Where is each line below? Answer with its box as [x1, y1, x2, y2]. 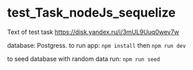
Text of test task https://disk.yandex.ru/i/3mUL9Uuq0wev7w [7, 28, 180, 36]
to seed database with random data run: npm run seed [7, 54, 160, 63]
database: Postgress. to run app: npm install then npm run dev [7, 41, 186, 49]
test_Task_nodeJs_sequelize [7, 5, 176, 21]
